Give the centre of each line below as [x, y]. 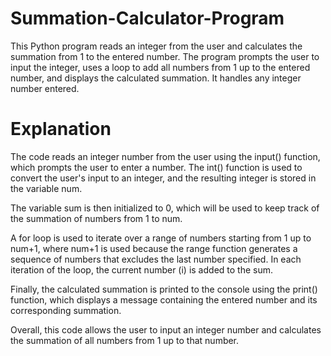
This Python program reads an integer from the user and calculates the [156, 46]
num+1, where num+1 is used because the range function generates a [154, 248]
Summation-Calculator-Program [147, 18]
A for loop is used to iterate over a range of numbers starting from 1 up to [161, 238]
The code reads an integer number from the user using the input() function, [165, 156]
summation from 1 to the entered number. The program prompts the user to [165, 56]
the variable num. [46, 188]
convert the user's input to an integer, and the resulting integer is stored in [163, 178]
